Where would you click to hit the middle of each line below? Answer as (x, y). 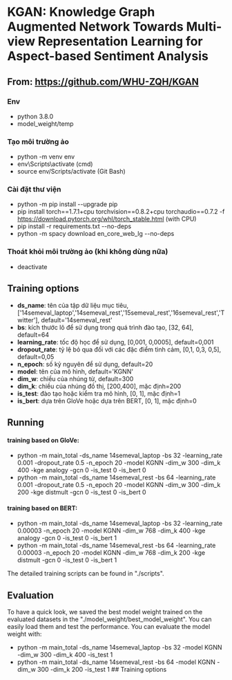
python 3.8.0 (35, 116)
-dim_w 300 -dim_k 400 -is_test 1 (65, 655)
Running (26, 422)
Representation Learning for (120, 42)
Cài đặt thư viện (34, 190)
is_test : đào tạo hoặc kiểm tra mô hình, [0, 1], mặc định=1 (99, 393)
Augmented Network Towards (96, 27)
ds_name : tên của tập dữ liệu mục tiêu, (73, 305)
